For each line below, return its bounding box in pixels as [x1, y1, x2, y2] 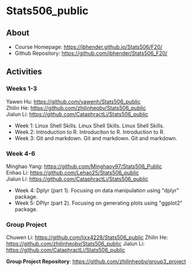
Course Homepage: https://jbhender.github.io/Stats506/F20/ [14, 43, 162, 50]
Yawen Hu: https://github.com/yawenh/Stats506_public [6, 98, 141, 105]
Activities [6, 67, 43, 77]
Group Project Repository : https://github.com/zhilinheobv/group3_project [6, 258, 186, 265]
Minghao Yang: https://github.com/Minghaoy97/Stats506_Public [6, 163, 162, 170]
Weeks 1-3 [6, 85, 37, 93]
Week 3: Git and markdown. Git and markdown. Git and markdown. [14, 134, 177, 141]
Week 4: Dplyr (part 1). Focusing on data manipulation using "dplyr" [14, 186, 179, 193]
